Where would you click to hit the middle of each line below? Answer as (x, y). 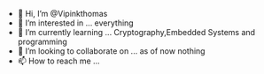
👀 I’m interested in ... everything (76, 23)
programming (43, 41)
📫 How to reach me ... (58, 61)
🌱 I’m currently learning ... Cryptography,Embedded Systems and (136, 32)
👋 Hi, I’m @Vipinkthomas (62, 14)
